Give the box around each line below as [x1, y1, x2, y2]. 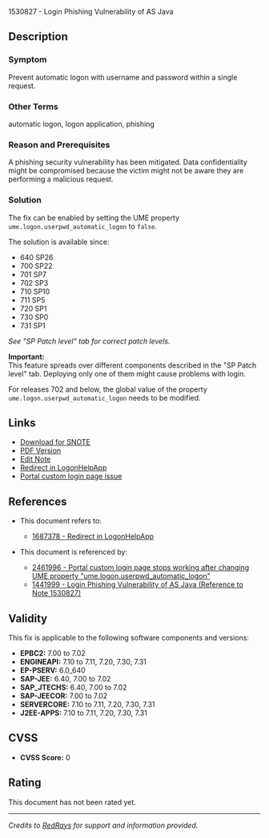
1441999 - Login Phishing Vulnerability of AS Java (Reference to [31, 580, 244, 589]
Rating [8, 776, 42, 790]
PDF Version [19, 445, 62, 456]
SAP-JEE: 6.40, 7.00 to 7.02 [19, 674, 111, 684]
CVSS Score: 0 [19, 752, 70, 762]
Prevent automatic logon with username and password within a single [8, 72, 238, 82]
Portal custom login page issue [19, 471, 122, 481]
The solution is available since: [8, 237, 110, 246]
